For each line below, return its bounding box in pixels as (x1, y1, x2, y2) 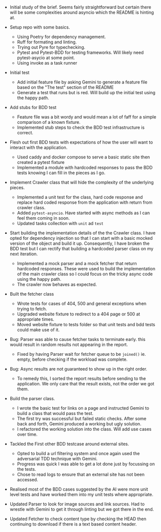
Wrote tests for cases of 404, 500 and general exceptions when (17, 301, 147, 306)
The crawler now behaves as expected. (17, 281, 97, 287)
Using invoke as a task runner (17, 60, 78, 66)
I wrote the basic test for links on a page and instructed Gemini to (17, 405, 150, 411)
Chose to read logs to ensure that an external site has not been (17, 471, 145, 477)
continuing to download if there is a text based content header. (9, 521, 137, 527)
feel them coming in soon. (17, 215, 70, 221)
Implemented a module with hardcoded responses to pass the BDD (17, 165, 153, 170)
